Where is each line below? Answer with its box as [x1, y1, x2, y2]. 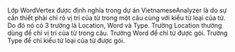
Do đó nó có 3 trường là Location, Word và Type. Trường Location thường [7, 21, 222, 29]
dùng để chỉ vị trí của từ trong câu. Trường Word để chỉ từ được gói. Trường [7, 28, 228, 37]
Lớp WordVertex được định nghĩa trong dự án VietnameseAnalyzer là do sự [7, 6, 227, 14]
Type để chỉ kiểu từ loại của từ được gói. [7, 36, 125, 45]
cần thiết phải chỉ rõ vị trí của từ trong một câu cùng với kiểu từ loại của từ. [7, 14, 226, 22]
